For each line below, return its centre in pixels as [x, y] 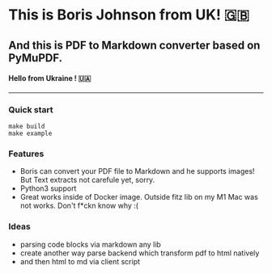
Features [26, 154]
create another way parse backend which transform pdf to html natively [140, 253]
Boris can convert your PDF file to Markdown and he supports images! [137, 171]
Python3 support [48, 188]
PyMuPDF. [36, 58]
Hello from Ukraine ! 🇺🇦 [50, 78]
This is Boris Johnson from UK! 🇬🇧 [129, 15]
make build [27, 127]
